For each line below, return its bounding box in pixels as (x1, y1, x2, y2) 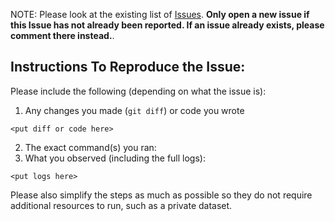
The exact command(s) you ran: (24, 141, 157, 153)
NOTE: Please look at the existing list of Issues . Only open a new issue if (10, 9, 310, 20)
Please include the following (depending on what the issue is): (10, 85, 267, 97)
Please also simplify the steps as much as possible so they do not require (10, 189, 313, 201)
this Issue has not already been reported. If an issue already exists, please (10, 19, 325, 31)
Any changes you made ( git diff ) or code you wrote (24, 104, 245, 116)
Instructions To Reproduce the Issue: (10, 59, 246, 76)
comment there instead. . (10, 30, 115, 41)
